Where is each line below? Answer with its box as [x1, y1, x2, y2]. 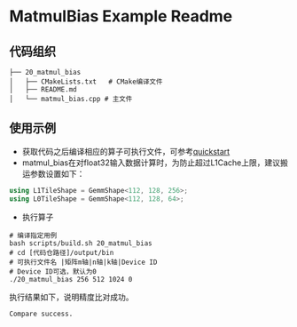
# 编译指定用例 [9, 231, 58, 240]
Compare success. [9, 309, 74, 318]
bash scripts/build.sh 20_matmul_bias [9, 238, 152, 248]
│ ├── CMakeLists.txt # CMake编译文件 [9, 77, 163, 86]
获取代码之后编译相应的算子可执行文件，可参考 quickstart [21, 146, 231, 156]
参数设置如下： [29, 168, 85, 179]
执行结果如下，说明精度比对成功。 [9, 291, 134, 302]
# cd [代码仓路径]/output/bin [9, 248, 114, 257]
